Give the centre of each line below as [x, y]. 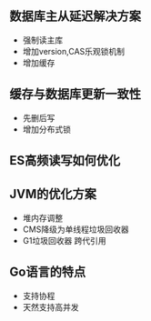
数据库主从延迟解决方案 [75, 16]
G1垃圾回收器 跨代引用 [64, 240]
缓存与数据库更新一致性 [75, 94]
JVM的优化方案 [53, 194]
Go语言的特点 [48, 272]
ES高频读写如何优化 [65, 160]
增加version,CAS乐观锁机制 [74, 51]
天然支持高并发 [50, 306]
